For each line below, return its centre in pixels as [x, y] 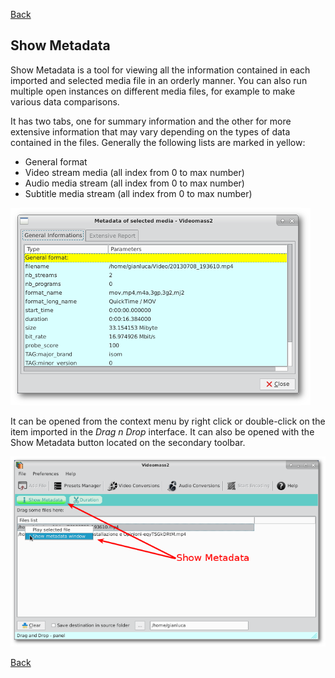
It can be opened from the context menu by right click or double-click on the [168, 421]
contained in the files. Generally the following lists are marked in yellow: [158, 142]
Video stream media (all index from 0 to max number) [134, 172]
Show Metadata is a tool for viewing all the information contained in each [160, 70]
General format [56, 161]
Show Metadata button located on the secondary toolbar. [128, 442]
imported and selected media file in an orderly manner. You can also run [159, 80]
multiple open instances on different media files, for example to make [153, 91]
